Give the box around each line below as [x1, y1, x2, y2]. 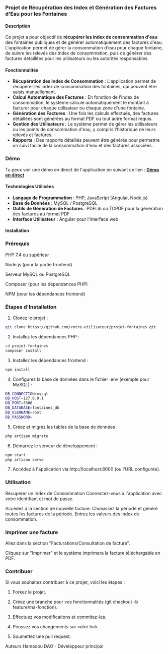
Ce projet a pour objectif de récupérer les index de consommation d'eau [5, 34, 157, 40]
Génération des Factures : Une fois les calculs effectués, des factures [12, 110, 159, 116]
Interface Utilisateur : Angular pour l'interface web [12, 216, 119, 222]
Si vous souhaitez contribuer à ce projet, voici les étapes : [5, 579, 125, 585]
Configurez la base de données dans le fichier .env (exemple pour [12, 376, 150, 382]
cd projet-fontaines [5, 343, 49, 348]
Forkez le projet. [12, 589, 47, 595]
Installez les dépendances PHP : [12, 333, 79, 339]
